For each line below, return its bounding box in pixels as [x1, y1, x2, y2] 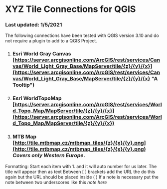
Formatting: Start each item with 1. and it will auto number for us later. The [5, 163, 157, 169]
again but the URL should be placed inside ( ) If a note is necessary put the [5, 174, 159, 180]
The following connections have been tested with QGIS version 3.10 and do [5, 32, 160, 38]
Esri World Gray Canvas [12, 50, 71, 57]
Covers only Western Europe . [12, 152, 86, 159]
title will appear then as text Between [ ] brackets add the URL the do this [5, 169, 156, 175]
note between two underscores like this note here [5, 179, 107, 185]
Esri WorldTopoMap [12, 95, 62, 102]
